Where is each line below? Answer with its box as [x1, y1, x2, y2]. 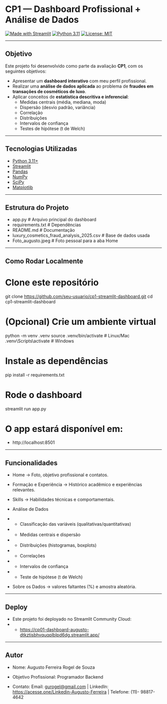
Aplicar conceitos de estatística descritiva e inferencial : [12, 94, 129, 100]
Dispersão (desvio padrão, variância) [19, 104, 96, 110]
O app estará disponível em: [5, 423, 123, 434]
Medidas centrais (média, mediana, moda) [19, 99, 106, 105]
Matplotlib [12, 184, 33, 190]
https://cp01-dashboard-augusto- [19, 627, 89, 633]
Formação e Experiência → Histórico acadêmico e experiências [12, 482, 143, 488]
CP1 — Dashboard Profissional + [5, 3, 141, 15]
